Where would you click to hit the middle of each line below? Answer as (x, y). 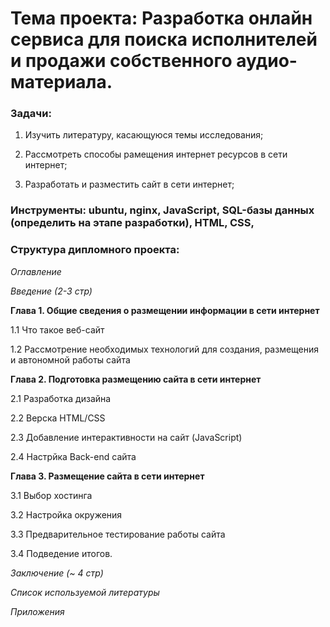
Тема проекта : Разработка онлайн (161, 18)
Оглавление (36, 271)
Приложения (37, 611)
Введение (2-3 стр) (51, 291)
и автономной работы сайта (70, 359)
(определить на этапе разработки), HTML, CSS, (132, 223)
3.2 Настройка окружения (66, 514)
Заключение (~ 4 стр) (57, 573)
